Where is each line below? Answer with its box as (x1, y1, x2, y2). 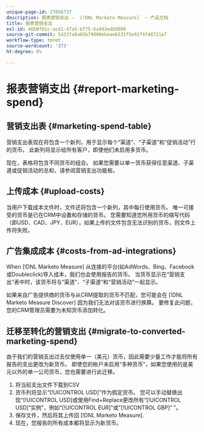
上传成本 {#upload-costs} (6, 186, 105, 197)
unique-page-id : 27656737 (6, 9, 72, 15)
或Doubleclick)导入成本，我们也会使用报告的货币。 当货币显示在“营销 (6, 271, 180, 278)
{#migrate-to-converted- (87, 326, 186, 336)
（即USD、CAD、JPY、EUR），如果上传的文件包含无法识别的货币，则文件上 (6, 219, 196, 226)
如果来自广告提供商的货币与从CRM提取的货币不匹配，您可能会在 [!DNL (6, 291, 183, 299)
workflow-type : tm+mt (6, 37, 61, 43)
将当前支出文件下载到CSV (15, 381, 80, 389)
